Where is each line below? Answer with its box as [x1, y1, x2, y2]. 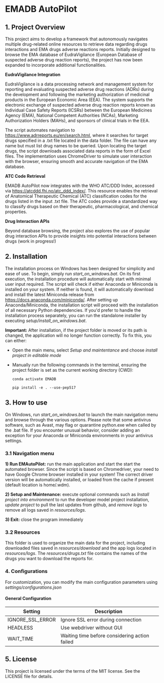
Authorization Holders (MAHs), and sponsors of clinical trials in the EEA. [5, 118, 150, 123]
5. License [5, 655, 37, 663]
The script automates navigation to [5, 127, 75, 133]
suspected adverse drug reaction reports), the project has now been [5, 57, 143, 62]
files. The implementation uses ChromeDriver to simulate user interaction [5, 153, 152, 159]
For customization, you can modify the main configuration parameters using [5, 579, 158, 585]
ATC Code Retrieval [5, 173, 45, 179]
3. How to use [5, 399, 48, 407]
